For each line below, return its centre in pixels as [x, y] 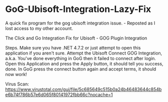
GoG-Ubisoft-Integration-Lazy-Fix [78, 9]
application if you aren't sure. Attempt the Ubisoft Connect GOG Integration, [84, 53]
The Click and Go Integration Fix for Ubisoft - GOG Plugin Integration [76, 38]
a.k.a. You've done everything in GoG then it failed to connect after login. [81, 58]
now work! [16, 74]
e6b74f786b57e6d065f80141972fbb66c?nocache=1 [59, 94]
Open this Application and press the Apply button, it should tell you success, [84, 63]
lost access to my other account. [39, 28]
